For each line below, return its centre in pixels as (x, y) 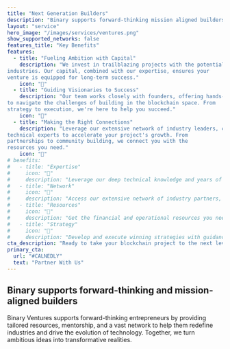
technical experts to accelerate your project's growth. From (98, 135)
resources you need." (38, 148)
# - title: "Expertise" (44, 167)
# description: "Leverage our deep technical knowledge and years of (115, 179)
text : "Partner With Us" (49, 262)
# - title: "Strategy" (42, 224)
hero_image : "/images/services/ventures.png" (73, 33)
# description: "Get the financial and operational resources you (110, 218)
